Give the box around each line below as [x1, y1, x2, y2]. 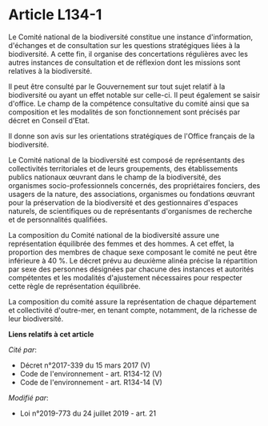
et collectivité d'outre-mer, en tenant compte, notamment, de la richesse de [8, 305, 258, 315]
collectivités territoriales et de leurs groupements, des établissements [8, 163, 238, 173]
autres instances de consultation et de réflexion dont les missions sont [8, 58, 241, 67]
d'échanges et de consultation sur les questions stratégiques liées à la [8, 40, 241, 50]
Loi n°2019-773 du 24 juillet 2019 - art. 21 [19, 408, 157, 418]
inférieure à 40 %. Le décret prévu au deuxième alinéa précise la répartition [8, 255, 258, 265]
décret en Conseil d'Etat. [8, 115, 90, 125]
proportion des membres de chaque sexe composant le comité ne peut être [8, 247, 258, 257]
